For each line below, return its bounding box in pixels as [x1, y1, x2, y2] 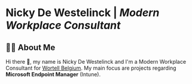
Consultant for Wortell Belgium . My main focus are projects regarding [5, 64, 177, 71]
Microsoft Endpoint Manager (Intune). [5, 71, 101, 77]
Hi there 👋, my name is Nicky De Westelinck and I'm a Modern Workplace [5, 58, 187, 65]
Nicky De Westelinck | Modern [5, 6, 160, 20]
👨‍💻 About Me [5, 42, 56, 52]
